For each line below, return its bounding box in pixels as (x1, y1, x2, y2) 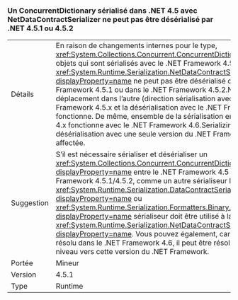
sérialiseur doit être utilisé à (133, 212, 225, 221)
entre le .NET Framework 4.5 (133, 167, 229, 177)
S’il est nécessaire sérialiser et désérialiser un (55, 149, 208, 159)
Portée (11, 258, 33, 268)
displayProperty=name (55, 194, 132, 204)
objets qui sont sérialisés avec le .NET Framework (55, 59, 222, 69)
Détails (11, 89, 34, 99)
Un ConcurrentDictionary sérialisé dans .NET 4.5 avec (7, 6, 198, 16)
